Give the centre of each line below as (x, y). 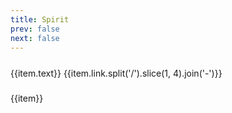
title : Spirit (40, 19)
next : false (35, 38)
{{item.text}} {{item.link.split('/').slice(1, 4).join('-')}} (116, 73)
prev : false (35, 29)
